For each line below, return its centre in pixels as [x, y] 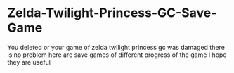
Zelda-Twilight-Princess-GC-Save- [112, 13]
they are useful [29, 62]
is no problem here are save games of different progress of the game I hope [117, 55]
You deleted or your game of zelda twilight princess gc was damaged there [116, 47]
